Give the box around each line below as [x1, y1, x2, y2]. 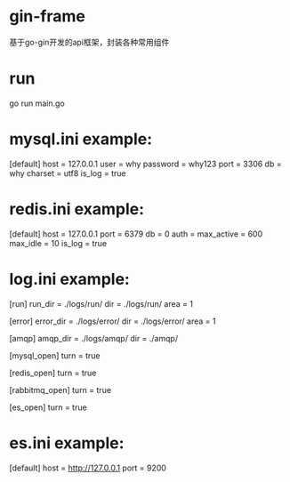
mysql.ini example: [9, 129, 153, 149]
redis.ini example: [9, 199, 145, 219]
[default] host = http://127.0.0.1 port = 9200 [9, 462, 167, 473]
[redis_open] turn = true [9, 367, 97, 378]
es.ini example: [9, 433, 125, 453]
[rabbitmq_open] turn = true [9, 384, 112, 395]
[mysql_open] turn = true [9, 349, 101, 361]
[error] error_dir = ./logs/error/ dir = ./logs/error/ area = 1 [9, 316, 216, 326]
